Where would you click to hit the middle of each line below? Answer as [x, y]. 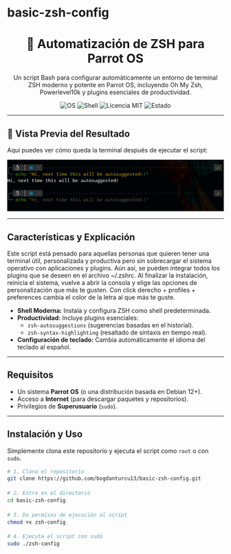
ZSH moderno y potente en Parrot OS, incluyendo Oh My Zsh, [115, 85]
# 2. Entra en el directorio [49, 493]
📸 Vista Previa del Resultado [69, 134]
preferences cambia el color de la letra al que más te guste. [91, 297]
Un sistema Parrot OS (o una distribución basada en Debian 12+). [110, 391]
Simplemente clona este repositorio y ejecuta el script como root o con [108, 450]
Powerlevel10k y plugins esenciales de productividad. [115, 92]
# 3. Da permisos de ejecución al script [67, 515]
